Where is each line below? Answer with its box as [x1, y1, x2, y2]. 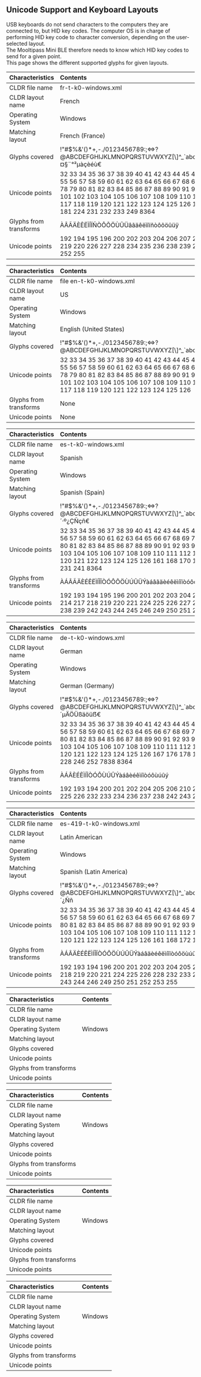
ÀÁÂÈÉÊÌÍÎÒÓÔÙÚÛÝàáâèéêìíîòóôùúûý [59, 771, 169, 779]
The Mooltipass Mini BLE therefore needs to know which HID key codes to [6, 46, 189, 53]
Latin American [59, 833, 103, 841]
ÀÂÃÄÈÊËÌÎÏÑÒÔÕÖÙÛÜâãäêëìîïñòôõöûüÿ [59, 220, 179, 229]
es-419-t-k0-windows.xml [59, 819, 140, 828]
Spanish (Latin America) [59, 868, 128, 876]
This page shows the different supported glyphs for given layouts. [6, 59, 169, 66]
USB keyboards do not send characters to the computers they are [6, 20, 169, 28]
